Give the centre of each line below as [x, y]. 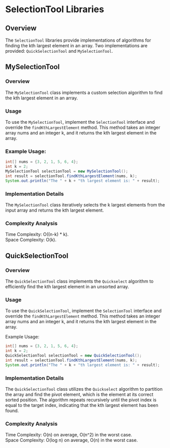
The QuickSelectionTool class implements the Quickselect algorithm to [79, 281]
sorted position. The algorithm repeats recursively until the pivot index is [81, 400]
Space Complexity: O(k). [31, 240]
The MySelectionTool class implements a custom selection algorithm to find [84, 92]
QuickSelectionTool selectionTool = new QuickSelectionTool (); [74, 355]
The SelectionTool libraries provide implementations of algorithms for [78, 40]
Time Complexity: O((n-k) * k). [37, 234]
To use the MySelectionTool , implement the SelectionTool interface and [80, 122]
